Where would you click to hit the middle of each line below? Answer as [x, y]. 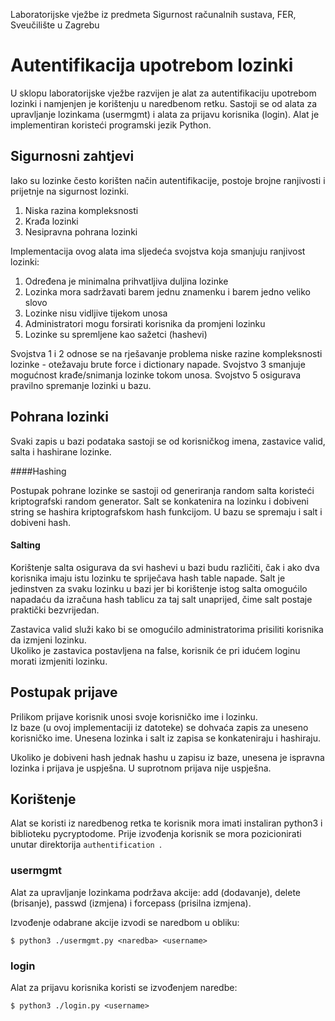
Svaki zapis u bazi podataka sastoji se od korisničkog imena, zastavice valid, [168, 441]
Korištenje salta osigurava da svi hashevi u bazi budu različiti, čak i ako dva [165, 567]
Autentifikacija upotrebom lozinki [152, 65]
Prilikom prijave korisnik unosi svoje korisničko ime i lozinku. [134, 716]
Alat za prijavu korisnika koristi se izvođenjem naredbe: [124, 987]
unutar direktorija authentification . [86, 845]
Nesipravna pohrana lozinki [81, 231]
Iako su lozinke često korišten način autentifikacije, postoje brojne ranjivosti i [168, 180]
